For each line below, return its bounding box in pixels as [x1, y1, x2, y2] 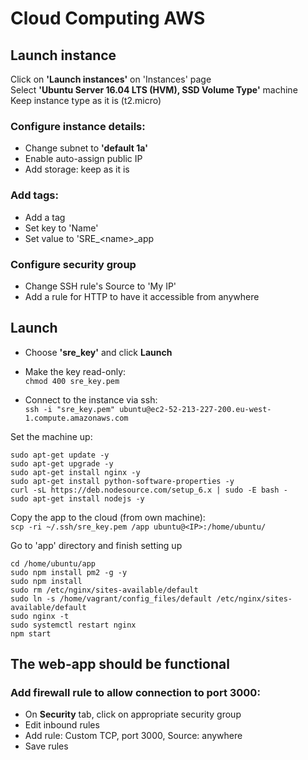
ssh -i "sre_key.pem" [24, 404, 115, 414]
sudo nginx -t [10, 611, 70, 621]
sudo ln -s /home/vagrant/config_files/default [10, 593, 213, 604]
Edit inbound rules [24, 719, 100, 731]
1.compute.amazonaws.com [24, 413, 129, 423]
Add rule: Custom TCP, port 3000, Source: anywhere [24, 730, 243, 742]
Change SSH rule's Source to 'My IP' [24, 280, 177, 292]
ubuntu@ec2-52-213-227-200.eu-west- [119, 404, 272, 414]
